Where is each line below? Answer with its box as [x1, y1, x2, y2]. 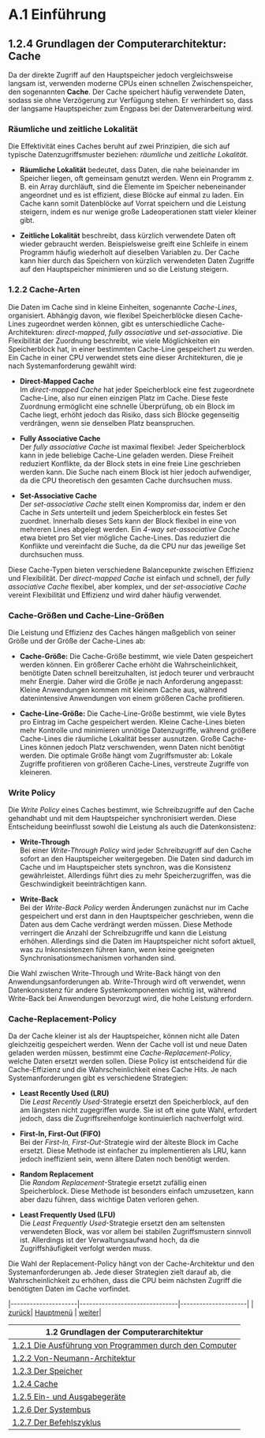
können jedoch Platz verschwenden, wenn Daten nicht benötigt [39, 742, 245, 751]
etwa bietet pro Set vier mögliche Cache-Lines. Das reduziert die [19, 533, 231, 542]
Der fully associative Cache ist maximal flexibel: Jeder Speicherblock [19, 442, 246, 451]
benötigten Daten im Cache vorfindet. [8, 1284, 131, 1293]
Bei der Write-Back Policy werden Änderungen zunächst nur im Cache [19, 903, 249, 913]
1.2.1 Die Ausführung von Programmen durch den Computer [12, 1340, 237, 1351]
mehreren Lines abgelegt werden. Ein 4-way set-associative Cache [19, 524, 241, 534]
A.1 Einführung [8, 6, 106, 24]
